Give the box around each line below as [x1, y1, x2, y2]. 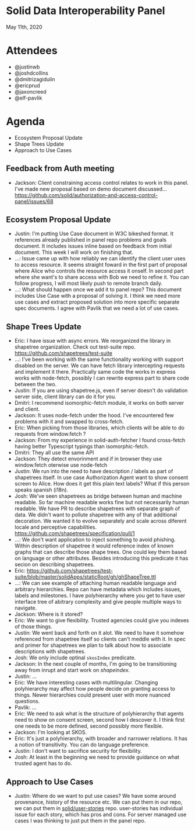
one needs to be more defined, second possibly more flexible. [14, 722, 164, 729]
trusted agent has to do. [14, 760, 73, 767]
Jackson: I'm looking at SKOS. [14, 729, 87, 736]
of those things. [14, 623, 52, 630]
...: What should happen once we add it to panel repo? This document [14, 286, 182, 293]
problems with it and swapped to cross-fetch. [14, 418, 124, 425]
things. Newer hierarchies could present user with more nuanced [14, 691, 171, 698]
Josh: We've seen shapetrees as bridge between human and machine [14, 493, 182, 500]
